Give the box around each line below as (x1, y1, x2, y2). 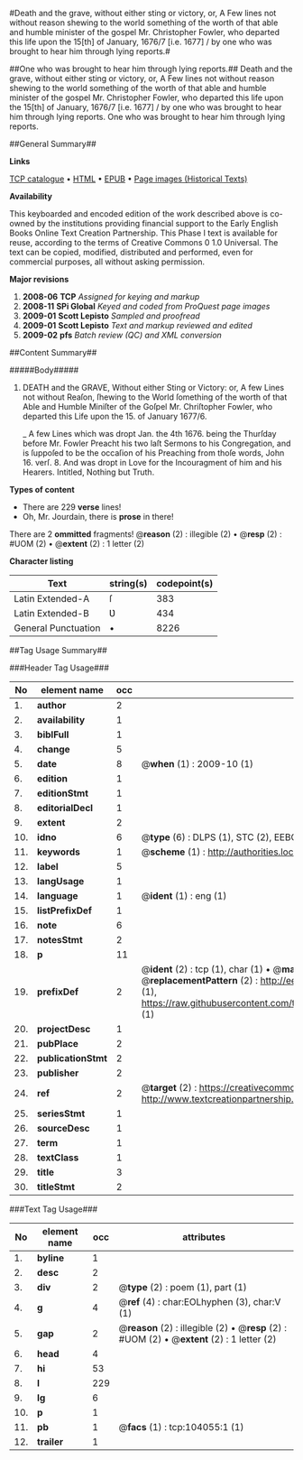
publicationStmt (37, 1052, 108, 1064)
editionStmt (37, 787, 88, 799)
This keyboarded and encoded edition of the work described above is (9, 208, 269, 219)
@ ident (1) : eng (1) (141, 890, 227, 901)
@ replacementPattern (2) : (141, 975, 259, 986)
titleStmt (37, 1181, 75, 1193)
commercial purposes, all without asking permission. (9, 256, 206, 267)
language (37, 890, 78, 901)
